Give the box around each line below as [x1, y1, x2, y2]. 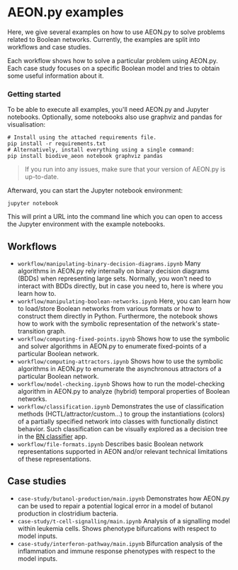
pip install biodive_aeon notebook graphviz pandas [7, 153, 163, 160]
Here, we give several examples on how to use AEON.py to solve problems [7, 28, 225, 36]
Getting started [7, 89, 62, 99]
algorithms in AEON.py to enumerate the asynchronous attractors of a [17, 365, 222, 373]
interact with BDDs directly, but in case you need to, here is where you [17, 282, 223, 290]
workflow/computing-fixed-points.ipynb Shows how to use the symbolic [17, 334, 230, 343]
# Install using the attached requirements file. [7, 134, 157, 142]
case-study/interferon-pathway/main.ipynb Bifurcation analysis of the [17, 539, 223, 547]
